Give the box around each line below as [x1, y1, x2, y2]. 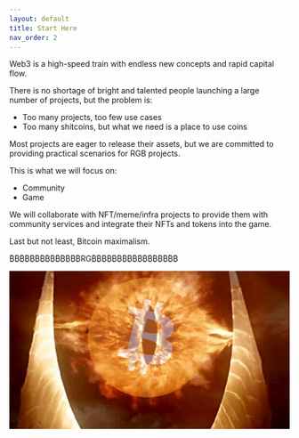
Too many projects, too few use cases [21, 112, 162, 123]
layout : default [9, 14, 69, 23]
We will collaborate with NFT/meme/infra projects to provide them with [9, 209, 269, 220]
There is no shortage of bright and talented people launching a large [9, 85, 260, 96]
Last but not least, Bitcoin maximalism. [9, 236, 150, 247]
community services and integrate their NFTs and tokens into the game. [9, 219, 272, 230]
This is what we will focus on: [9, 166, 117, 176]
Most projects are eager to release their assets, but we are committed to [9, 139, 274, 150]
